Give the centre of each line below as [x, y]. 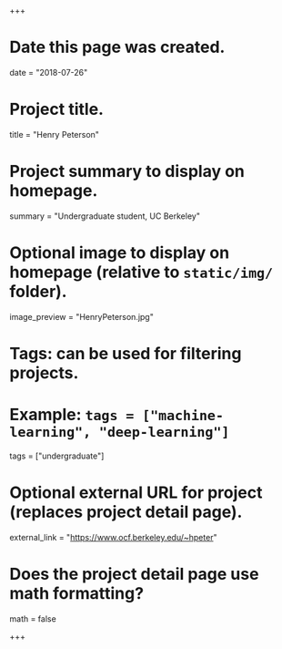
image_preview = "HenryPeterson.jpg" [82, 316]
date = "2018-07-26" [49, 72]
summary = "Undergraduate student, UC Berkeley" [105, 216]
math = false [33, 618]
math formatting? [76, 593]
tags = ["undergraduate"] [57, 456]
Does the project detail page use [134, 574]
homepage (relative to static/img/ [141, 272]
